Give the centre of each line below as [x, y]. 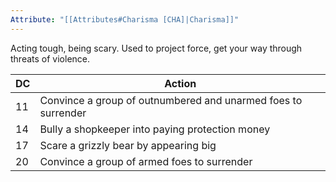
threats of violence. [50, 58]
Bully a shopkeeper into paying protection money [155, 129]
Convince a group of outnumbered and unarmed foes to [171, 100]
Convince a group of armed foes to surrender [146, 161]
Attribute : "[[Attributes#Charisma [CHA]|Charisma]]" [125, 19]
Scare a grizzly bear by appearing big [128, 145]
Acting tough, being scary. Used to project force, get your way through [156, 48]
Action [180, 83]
